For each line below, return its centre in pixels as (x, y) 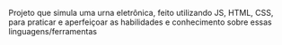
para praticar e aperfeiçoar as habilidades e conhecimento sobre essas (140, 22)
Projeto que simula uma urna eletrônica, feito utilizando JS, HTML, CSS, (141, 13)
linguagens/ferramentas (53, 31)
